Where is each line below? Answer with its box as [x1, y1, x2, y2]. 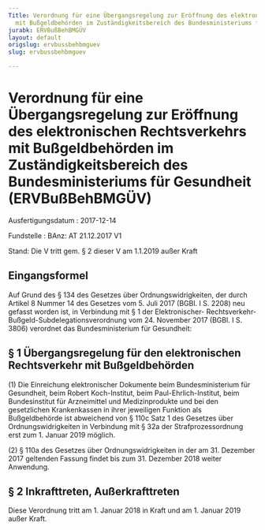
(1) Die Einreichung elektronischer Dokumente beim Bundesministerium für [8, 379, 251, 389]
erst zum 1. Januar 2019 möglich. [8, 430, 116, 439]
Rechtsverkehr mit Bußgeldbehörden [8, 359, 195, 372]
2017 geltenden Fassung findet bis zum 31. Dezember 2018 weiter [8, 453, 222, 463]
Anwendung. [8, 462, 50, 472]
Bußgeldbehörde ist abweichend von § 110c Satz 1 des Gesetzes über [8, 413, 234, 423]
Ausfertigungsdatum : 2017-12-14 [8, 215, 117, 225]
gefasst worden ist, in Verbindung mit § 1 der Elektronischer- [8, 307, 205, 316]
